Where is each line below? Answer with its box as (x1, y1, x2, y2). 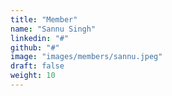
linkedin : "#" (10, 33, 70, 43)
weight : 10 (10, 71, 56, 81)
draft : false (10, 61, 65, 71)
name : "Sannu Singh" (10, 24, 97, 34)
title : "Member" (10, 14, 78, 25)
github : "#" (10, 42, 60, 53)
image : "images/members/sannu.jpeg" (10, 52, 163, 62)
